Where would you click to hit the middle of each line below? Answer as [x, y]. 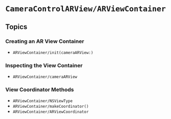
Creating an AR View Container [45, 41]
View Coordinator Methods [40, 90]
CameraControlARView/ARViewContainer [86, 9]
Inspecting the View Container [44, 65]
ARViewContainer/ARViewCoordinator [51, 112]
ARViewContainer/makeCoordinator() [51, 107]
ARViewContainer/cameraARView [45, 77]
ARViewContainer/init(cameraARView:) [53, 52]
